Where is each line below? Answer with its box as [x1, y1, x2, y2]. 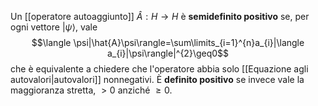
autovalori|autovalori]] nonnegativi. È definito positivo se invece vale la [10, 74, 305, 85]
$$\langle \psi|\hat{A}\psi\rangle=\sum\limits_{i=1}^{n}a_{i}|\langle [31, 37, 305, 48]
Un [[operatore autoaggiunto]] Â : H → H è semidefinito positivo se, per [10, 11, 310, 22]
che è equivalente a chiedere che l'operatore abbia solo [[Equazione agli [10, 63, 309, 75]
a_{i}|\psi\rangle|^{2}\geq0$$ [106, 47, 230, 59]
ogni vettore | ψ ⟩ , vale [10, 21, 98, 33]
